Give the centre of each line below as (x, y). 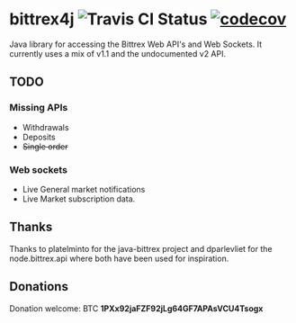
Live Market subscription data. (79, 199)
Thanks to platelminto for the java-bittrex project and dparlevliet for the (141, 248)
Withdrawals (45, 127)
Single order (45, 146)
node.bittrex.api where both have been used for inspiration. (119, 258)
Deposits (39, 137)
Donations (39, 287)
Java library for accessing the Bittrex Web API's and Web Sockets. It (136, 44)
